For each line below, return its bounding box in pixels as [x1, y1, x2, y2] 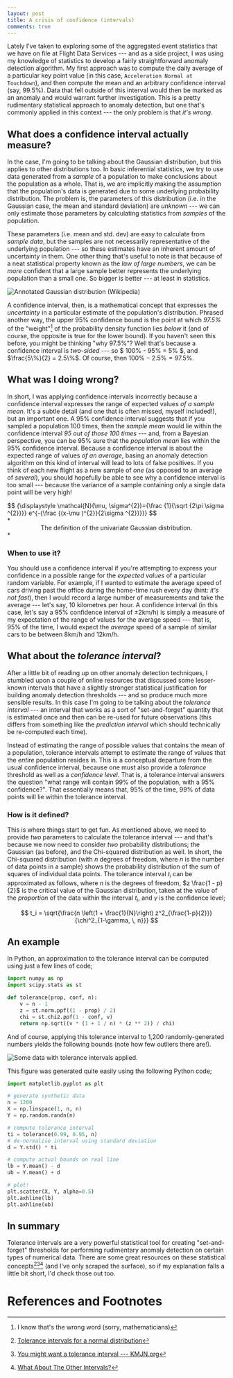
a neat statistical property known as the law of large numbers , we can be [7, 259, 216, 268]
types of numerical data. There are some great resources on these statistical [7, 1253, 226, 1262]
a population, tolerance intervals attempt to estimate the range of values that [7, 748, 226, 756]
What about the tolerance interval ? [7, 650, 162, 662]
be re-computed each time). [7, 727, 88, 735]
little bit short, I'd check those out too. [7, 1269, 116, 1277]
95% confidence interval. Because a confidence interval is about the [7, 444, 203, 452]
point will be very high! [7, 488, 72, 496]
